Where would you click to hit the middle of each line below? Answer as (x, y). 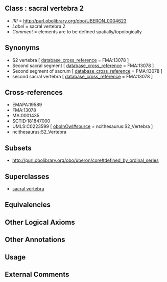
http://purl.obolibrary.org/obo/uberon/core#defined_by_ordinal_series (85, 160)
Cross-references (34, 92)
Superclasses (27, 176)
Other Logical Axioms (40, 222)
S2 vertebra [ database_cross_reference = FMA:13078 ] (70, 60)
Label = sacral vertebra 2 (39, 26)
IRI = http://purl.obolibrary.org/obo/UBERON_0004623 (69, 20)
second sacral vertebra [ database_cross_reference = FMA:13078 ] (82, 76)
